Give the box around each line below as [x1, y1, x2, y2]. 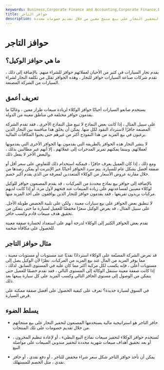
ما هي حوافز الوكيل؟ [5, 56, 60, 65]
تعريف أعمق [5, 93, 39, 102]
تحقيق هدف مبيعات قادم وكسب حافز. [5, 211, 73, 216]
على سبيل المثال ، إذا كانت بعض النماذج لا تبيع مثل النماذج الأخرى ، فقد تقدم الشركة [5, 121, 156, 127]
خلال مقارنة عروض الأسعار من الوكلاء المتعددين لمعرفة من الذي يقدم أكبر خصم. [5, 171, 150, 177]
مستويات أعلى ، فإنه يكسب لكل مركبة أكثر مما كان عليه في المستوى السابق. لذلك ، [5, 263, 157, 268]
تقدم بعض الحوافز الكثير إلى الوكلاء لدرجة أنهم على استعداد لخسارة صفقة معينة [5, 220, 148, 226]
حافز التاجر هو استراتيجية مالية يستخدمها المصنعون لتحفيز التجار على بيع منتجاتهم [12, 319, 158, 325]
